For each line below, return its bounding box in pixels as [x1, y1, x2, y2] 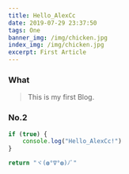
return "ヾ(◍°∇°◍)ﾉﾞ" [8, 159, 78, 167]
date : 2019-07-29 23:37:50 [8, 19, 97, 27]
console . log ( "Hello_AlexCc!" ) [22, 138, 123, 146]
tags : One [8, 26, 41, 34]
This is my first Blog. [27, 93, 95, 102]
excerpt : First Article [8, 48, 87, 56]
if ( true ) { [8, 130, 47, 138]
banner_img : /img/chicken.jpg [8, 33, 108, 42]
